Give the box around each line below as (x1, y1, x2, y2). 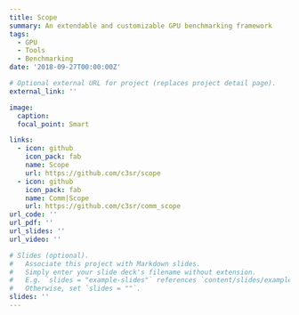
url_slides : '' (9, 227, 66, 236)
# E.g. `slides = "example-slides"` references (9, 276, 198, 285)
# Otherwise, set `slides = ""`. (9, 284, 141, 294)
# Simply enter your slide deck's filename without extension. (9, 268, 256, 277)
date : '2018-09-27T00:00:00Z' (9, 63, 122, 72)
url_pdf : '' (9, 219, 53, 228)
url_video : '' (9, 235, 62, 244)
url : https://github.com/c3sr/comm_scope (25, 202, 181, 211)
